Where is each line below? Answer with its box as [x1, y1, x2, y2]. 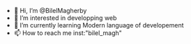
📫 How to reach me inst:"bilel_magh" [13, 29, 122, 37]
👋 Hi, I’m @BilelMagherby [13, 7, 87, 14]
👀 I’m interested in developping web [13, 14, 117, 22]
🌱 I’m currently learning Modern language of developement [13, 21, 184, 29]
